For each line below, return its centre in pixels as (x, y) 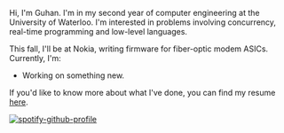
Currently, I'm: (35, 58)
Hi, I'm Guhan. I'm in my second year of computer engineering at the (134, 13)
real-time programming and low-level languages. (99, 31)
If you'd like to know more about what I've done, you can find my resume (142, 93)
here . (19, 102)
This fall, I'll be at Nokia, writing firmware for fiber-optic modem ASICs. (139, 49)
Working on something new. (73, 75)
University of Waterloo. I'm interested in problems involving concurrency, (143, 22)
